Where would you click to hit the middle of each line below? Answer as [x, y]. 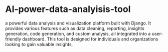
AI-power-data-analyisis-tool [68, 9]
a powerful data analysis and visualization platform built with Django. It [78, 23]
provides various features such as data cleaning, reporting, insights [75, 28]
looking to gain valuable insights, [39, 44]
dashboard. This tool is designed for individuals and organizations [90, 39]
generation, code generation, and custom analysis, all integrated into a [78, 33]
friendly [13, 39]
